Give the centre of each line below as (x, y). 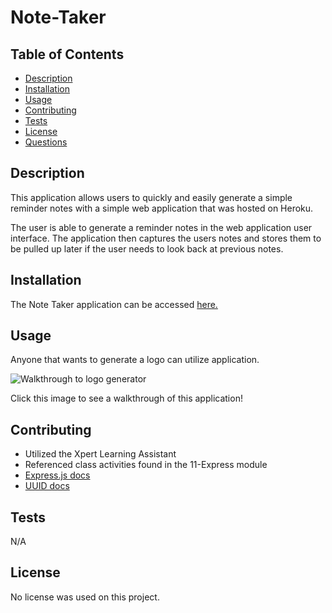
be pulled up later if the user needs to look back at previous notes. (147, 248)
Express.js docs (57, 475)
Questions (46, 142)
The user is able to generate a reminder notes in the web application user (161, 227)
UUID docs (47, 486)
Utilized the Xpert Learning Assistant (100, 454)
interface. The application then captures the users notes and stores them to (166, 238)
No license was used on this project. (85, 597)
